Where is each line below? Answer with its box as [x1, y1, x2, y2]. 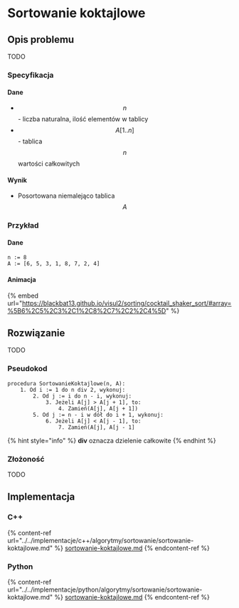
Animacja [7, 275, 37, 284]
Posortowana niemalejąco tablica [17, 191, 115, 201]
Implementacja [7, 491, 75, 503]
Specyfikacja [7, 70, 54, 80]
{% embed [7, 291, 39, 300]
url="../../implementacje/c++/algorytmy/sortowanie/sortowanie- [7, 536, 194, 544]
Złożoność [7, 454, 45, 464]
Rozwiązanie [7, 327, 65, 340]
